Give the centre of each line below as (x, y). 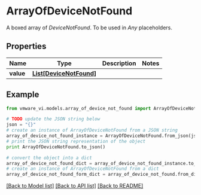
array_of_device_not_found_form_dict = (56, 175)
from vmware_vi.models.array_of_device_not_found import (79, 108)
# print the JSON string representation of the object (76, 141)
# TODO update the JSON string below (53, 119)
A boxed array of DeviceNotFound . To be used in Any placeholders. (89, 28)
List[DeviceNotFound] (64, 73)
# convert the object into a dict (49, 158)
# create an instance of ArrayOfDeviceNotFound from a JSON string (92, 130)
